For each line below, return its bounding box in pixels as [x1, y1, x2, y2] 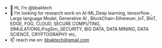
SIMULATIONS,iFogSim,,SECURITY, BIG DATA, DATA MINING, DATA [9, 26, 149, 32]
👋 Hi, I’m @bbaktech [9, 5, 52, 10]
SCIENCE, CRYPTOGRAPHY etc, [9, 31, 76, 37]
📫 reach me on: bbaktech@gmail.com [9, 37, 89, 42]
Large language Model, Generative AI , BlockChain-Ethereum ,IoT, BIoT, [9, 15, 157, 21]
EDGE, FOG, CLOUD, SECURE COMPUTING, [9, 20, 101, 26]
